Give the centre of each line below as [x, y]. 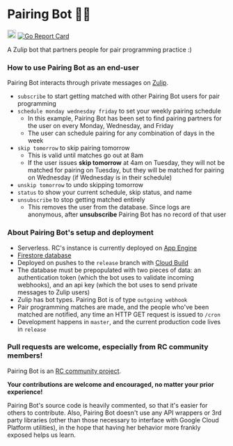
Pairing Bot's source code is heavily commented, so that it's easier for [107, 405]
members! [25, 356]
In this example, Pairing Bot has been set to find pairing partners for [125, 118]
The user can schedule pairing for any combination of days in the [121, 133]
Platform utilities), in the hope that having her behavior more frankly [104, 427]
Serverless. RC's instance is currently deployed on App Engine [107, 248]
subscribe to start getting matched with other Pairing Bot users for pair [119, 96]
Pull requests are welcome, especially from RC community [108, 347]
